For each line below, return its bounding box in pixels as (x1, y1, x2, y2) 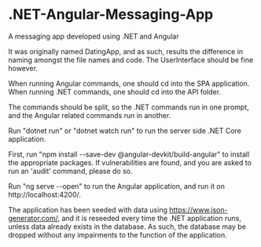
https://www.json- (168, 205, 228, 214)
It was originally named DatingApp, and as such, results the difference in (8, 46, 244, 56)
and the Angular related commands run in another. (8, 110, 171, 120)
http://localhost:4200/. (8, 190, 81, 199)
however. (8, 63, 38, 72)
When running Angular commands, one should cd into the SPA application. (8, 79, 250, 88)
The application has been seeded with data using (8, 205, 167, 214)
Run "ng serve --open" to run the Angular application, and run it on (8, 181, 226, 190)
